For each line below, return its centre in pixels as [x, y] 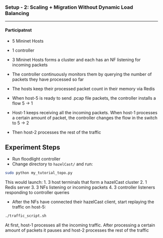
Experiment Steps [33, 147]
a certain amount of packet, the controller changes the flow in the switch [85, 118]
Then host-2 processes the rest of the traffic [57, 132]
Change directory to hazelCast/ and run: [52, 164]
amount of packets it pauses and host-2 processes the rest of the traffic [77, 230]
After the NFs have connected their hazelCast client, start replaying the [83, 202]
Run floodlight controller [36, 159]
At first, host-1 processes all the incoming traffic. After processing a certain [80, 225]
